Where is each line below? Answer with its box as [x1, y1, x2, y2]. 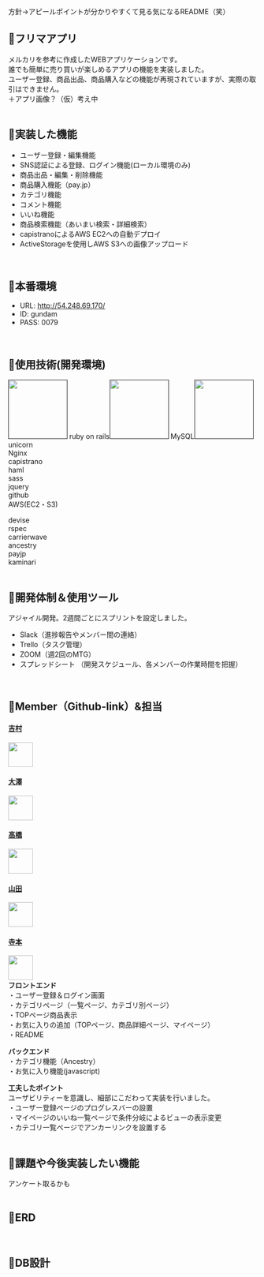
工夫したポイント [8, 1084, 64, 1093]
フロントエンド [8, 981, 57, 991]
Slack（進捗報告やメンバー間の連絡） [19, 630, 142, 639]
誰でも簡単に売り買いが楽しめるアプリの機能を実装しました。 [8, 64, 209, 73]
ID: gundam [19, 309, 58, 319]
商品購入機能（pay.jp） [19, 180, 95, 189]
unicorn [8, 440, 34, 450]
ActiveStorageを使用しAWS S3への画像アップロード [19, 239, 189, 249]
